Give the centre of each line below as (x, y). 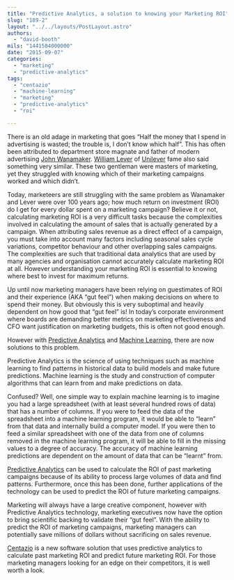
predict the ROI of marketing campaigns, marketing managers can (102, 527)
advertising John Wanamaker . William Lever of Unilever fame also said (108, 159)
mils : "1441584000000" (40, 46)
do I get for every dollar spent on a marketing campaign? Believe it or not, (112, 209)
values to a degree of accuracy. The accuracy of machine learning (103, 448)
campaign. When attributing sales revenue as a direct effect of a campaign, (115, 231)
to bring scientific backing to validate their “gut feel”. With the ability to (109, 519)
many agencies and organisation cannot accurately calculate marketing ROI (116, 261)
